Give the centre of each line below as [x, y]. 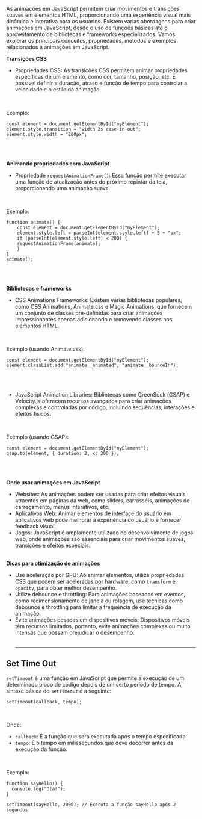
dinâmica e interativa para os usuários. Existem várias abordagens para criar [101, 21]
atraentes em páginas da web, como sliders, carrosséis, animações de [102, 501]
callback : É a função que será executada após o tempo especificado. [101, 736]
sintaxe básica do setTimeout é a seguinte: [59, 691]
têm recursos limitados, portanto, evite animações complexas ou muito [103, 626]
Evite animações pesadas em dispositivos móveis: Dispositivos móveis [102, 620]
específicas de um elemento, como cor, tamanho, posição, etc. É [95, 77]
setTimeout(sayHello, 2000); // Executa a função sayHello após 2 [91, 805]
